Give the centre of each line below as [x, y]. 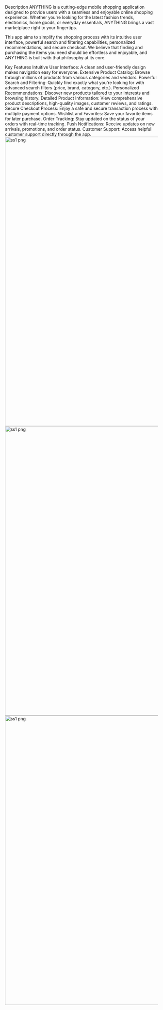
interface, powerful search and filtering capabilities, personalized [70, 42]
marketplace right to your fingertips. [41, 28]
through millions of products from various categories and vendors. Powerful [81, 77]
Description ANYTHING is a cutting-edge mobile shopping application [75, 7]
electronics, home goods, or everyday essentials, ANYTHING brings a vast [80, 22]
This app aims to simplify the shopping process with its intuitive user [73, 37]
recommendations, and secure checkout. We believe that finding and [74, 47]
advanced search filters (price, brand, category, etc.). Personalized [72, 88]
